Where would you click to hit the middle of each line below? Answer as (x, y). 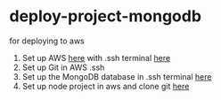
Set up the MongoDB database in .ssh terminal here (117, 76)
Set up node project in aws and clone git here (106, 86)
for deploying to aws (47, 41)
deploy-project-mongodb (106, 16)
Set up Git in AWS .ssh (63, 67)
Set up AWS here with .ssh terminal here (96, 58)
